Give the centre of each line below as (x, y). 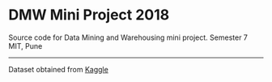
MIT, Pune (25, 45)
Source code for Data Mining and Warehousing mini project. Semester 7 (128, 37)
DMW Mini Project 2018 (89, 15)
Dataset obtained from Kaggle (59, 69)
